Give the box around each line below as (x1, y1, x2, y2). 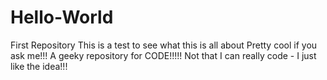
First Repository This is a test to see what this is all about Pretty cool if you (10, 39, 318, 51)
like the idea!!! (10, 60, 68, 72)
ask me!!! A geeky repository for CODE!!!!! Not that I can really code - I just (10, 49, 317, 61)
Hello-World (10, 6, 114, 29)
